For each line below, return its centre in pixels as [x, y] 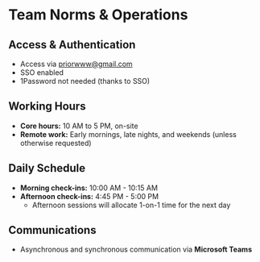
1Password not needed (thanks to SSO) [85, 81]
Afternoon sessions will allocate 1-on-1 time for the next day [131, 205]
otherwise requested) [56, 143]
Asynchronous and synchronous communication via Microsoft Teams [136, 250]
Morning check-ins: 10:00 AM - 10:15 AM [89, 188]
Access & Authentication [72, 45]
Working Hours [47, 106]
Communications [52, 230]
